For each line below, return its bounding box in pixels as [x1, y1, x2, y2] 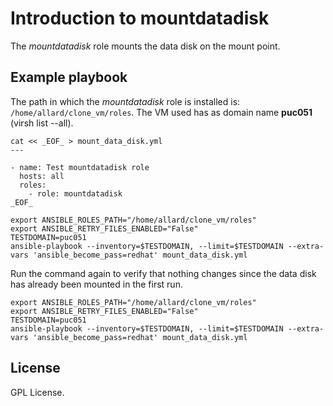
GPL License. [10, 386, 65, 398]
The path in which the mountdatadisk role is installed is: [10, 95, 241, 107]
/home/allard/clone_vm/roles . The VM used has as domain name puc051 [10, 106, 313, 118]
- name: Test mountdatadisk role [10, 162, 150, 172]
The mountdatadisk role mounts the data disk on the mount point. [10, 40, 281, 52]
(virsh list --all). [10, 117, 74, 129]
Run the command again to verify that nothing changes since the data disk [10, 267, 317, 279]
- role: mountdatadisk [28, 188, 123, 199]
